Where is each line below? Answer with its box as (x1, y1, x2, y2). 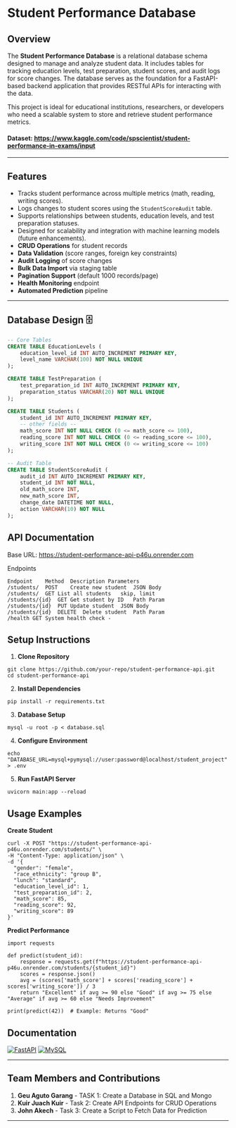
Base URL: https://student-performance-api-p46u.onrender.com (7, 550, 195, 559)
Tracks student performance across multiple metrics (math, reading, (17, 189, 216, 198)
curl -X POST (7, 840, 46, 847)
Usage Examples (7, 807, 82, 819)
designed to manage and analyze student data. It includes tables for (7, 59, 204, 68)
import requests (7, 940, 55, 947)
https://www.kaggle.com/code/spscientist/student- (34, 134, 191, 142)
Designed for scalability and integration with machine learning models (17, 227, 220, 235)
